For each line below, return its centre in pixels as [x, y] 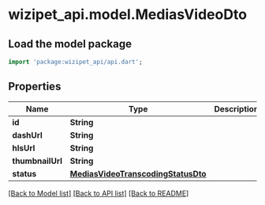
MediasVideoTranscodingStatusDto [138, 173]
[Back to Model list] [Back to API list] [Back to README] [99, 193]
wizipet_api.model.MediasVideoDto [127, 15]
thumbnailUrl [37, 161]
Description [237, 108]
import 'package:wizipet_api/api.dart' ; [76, 62]
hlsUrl [24, 148]
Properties [35, 87]
